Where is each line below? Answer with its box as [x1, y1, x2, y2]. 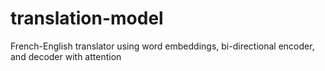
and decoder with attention [10, 50, 122, 62]
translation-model [10, 7, 164, 30]
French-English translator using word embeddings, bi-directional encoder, [10, 40, 315, 52]
